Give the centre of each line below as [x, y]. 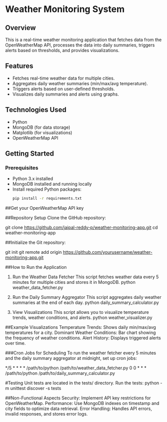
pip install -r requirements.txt [47, 199]
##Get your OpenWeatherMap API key [44, 208]
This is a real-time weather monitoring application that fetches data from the [83, 40]
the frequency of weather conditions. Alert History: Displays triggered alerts [83, 338]
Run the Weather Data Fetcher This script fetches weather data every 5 [85, 277]
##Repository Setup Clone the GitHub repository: [56, 218]
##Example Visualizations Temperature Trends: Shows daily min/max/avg [81, 327]
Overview [21, 28]
